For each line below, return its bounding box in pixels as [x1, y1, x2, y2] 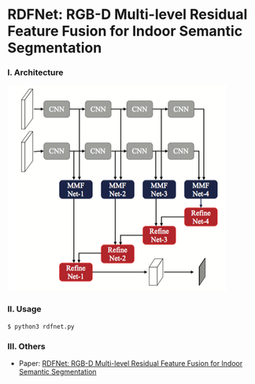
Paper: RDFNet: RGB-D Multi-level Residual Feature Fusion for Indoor [18, 359, 243, 368]
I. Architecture [7, 67, 64, 78]
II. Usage [7, 304, 42, 315]
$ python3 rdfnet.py [7, 323, 76, 330]
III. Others [7, 341, 46, 352]
